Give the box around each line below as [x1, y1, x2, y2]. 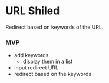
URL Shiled [5, 4, 60, 18]
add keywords [14, 52, 49, 59]
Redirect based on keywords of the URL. [5, 24, 104, 31]
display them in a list [22, 58, 73, 65]
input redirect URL [14, 64, 59, 71]
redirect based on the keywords [14, 71, 92, 78]
